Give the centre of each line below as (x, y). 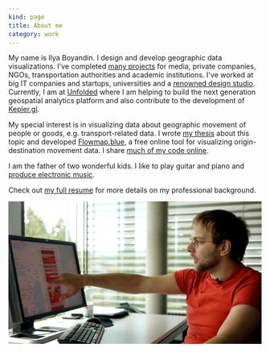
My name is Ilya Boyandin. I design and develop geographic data (115, 58)
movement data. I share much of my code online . (128, 151)
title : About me (35, 25)
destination (27, 151)
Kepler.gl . (24, 110)
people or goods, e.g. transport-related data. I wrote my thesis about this (129, 134)
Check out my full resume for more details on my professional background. (132, 190)
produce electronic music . (51, 175)
